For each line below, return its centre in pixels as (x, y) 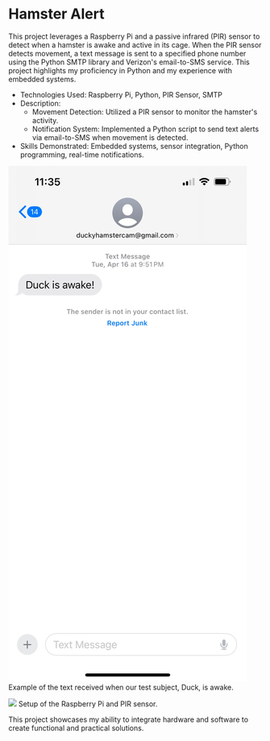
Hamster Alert (56, 14)
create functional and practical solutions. (76, 728)
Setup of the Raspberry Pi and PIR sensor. (88, 704)
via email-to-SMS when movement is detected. (110, 137)
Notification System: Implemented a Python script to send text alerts (145, 129)
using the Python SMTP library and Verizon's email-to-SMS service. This (129, 62)
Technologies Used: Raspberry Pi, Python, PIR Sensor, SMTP (121, 94)
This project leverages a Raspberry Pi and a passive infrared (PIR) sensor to (134, 36)
